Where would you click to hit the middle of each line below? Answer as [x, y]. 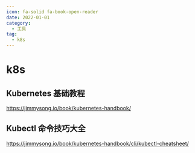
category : [19, 23]
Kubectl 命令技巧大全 [46, 129]
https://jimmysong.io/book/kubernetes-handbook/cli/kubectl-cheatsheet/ [97, 143]
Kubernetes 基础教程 [46, 93]
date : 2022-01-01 [28, 17]
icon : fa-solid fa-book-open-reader [52, 12]
